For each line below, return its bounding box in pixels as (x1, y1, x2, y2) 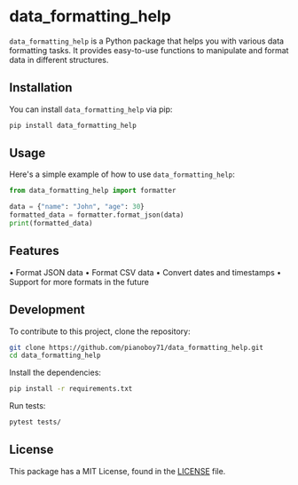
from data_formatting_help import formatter (9, 187, 176, 195)
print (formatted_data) (9, 219, 93, 228)
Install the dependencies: (9, 367, 102, 378)
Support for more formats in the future (9, 276, 149, 287)
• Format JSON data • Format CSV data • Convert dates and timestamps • (9, 266, 282, 277)
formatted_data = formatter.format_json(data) (9, 211, 184, 219)
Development (9, 302, 86, 317)
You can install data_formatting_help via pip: (9, 104, 173, 115)
